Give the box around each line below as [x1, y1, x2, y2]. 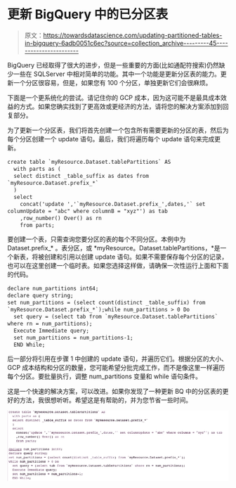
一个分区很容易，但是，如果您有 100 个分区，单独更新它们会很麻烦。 [13, 78, 212, 86]
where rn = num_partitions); [7, 320, 93, 327]
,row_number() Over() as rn [20, 214, 102, 221]
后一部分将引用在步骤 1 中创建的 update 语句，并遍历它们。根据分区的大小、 [7, 354, 228, 363]
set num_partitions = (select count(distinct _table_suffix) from [7, 299, 206, 306]
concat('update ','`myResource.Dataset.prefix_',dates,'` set [20, 200, 206, 207]
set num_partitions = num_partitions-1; [13, 334, 133, 341]
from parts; [20, 221, 55, 229]
